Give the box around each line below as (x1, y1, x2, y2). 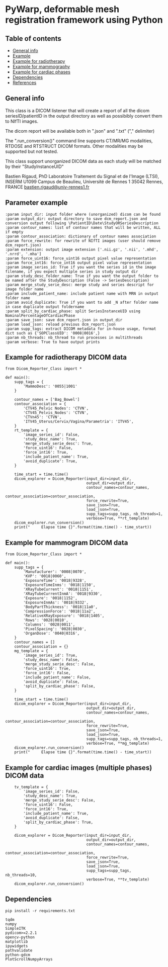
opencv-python (5, 934, 35, 940)
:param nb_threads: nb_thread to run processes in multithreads (5, 335, 143, 340)
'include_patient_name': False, (23, 675, 92, 680)
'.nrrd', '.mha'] (5, 251, 42, 256)
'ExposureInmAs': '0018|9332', (23, 600, 89, 605)
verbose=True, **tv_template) (86, 877, 150, 882)
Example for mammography (12, 64, 70, 69)
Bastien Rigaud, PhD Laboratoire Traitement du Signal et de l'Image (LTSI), (5, 173, 159, 179)
